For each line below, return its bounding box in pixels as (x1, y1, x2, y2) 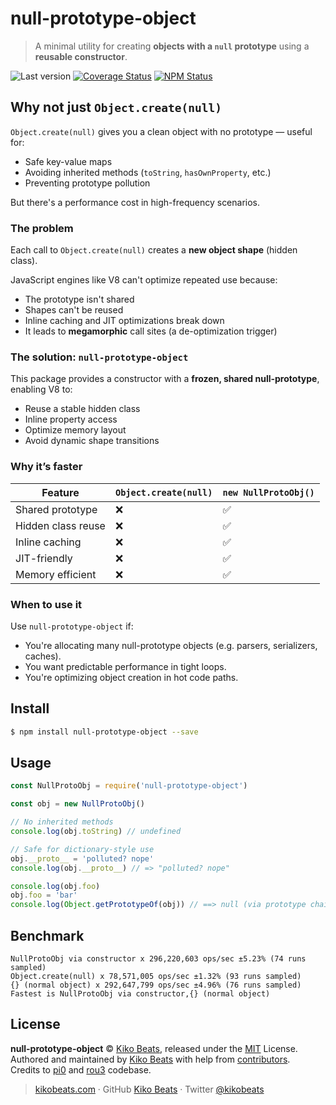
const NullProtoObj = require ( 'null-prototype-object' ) (10, 781, 248, 791)
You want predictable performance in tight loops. (24, 660, 227, 672)
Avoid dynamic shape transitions (24, 435, 160, 447)
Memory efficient (15, 567, 97, 581)
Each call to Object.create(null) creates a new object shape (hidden (10, 244, 298, 256)
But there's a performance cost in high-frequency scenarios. (10, 196, 261, 208)
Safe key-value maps (24, 155, 113, 167)
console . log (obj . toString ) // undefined (10, 827, 182, 837)
